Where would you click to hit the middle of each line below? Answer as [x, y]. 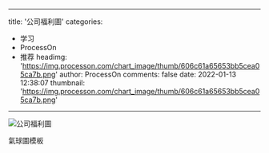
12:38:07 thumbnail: [52, 83]
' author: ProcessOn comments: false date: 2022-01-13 [146, 74]
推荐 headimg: [44, 57]
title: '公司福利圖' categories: [56, 22]
